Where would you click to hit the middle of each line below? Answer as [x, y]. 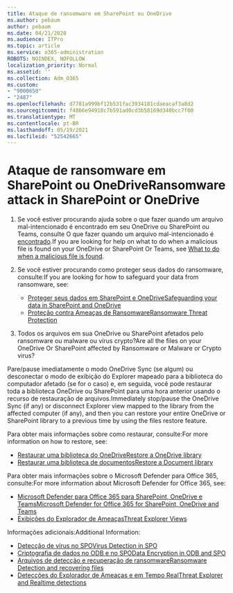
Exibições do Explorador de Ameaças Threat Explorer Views [102, 519]
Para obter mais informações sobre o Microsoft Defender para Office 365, [113, 476]
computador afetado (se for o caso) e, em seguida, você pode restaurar [110, 384]
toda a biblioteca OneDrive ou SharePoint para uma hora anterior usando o [114, 391]
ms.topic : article [34, 46]
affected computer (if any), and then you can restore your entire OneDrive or [116, 413]
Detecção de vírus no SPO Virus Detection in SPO [87, 546]
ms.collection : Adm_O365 [43, 78]
